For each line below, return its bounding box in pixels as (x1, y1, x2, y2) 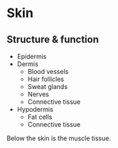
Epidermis (16, 52, 47, 60)
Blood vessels (27, 68, 69, 75)
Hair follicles (27, 75, 65, 83)
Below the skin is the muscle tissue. (6, 134, 112, 142)
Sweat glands (27, 83, 68, 90)
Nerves (27, 90, 49, 98)
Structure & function (6, 33, 99, 46)
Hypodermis (16, 105, 54, 113)
